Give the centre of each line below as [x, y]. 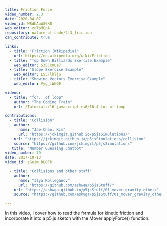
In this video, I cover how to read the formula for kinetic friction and [74, 213]
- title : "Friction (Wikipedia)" [44, 51]
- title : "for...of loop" [37, 97]
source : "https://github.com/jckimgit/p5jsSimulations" [73, 143]
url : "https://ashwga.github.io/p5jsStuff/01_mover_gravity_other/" [86, 190]
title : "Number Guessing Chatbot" [47, 148]
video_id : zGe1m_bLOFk [29, 162]
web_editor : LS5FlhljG [38, 75]
